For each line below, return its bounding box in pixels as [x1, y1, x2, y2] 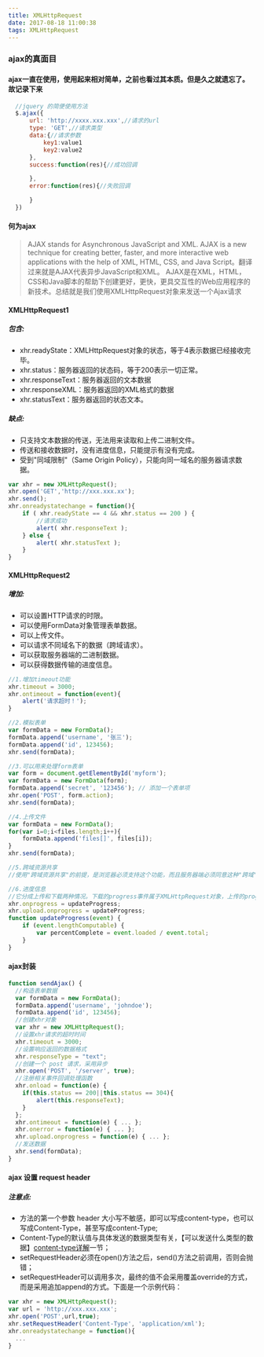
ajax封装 [8, 962, 37, 971]
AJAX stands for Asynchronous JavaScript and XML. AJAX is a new [27, 240, 247, 249]
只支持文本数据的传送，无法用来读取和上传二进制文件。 [19, 435, 199, 445]
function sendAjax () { [8, 979, 82, 987]
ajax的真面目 [8, 53, 57, 64]
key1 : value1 [42, 138, 82, 146]
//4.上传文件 [8, 812, 46, 821]
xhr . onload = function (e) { [15, 1082, 108, 1090]
